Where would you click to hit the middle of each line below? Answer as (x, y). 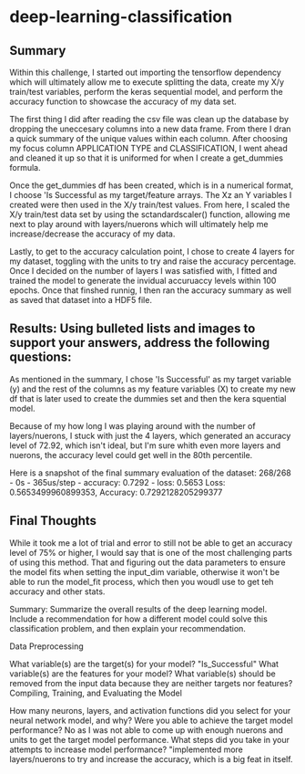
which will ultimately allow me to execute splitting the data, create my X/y (147, 82)
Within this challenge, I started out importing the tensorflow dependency (146, 72)
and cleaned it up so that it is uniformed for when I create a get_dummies (147, 158)
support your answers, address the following (140, 343)
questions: (41, 357)
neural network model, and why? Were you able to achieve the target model (151, 720)
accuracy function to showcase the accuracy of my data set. (123, 101)
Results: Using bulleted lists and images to (132, 329)
